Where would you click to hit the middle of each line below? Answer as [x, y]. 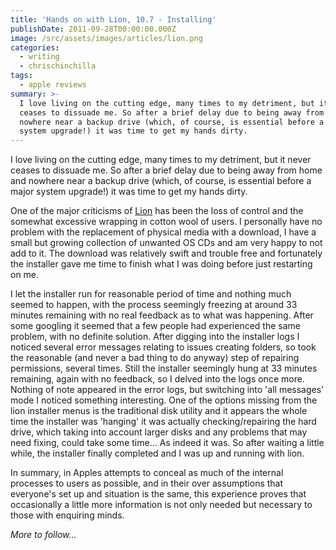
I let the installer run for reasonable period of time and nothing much [151, 294]
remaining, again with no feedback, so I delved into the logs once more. [157, 379]
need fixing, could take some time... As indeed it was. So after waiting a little [167, 443]
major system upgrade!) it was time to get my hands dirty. [129, 192]
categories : [35, 47]
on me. [25, 275]
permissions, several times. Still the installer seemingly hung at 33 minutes [164, 368]
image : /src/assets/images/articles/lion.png [106, 38]
